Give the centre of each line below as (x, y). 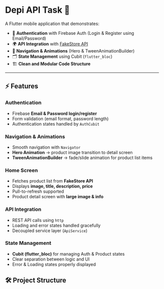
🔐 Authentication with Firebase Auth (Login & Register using (73, 33)
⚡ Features (22, 86)
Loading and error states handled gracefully (56, 225)
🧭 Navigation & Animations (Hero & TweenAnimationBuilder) (73, 51)
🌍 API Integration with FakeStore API (50, 44)
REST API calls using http (38, 220)
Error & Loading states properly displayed (54, 264)
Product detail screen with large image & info (58, 197)
